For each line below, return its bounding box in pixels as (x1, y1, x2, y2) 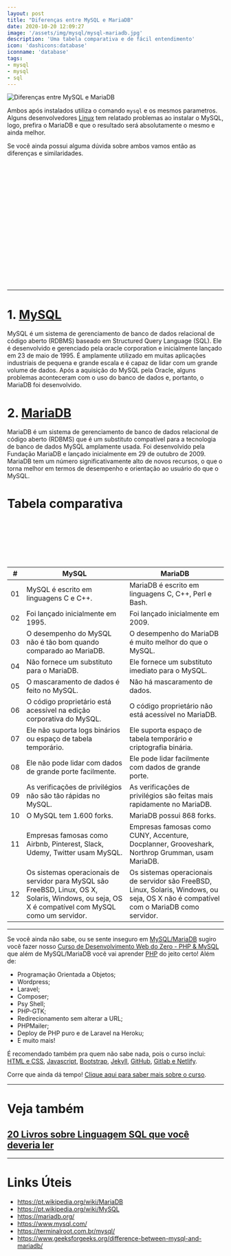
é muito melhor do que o (129, 638, 208, 647)
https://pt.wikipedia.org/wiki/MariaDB (16, 1198, 124, 1206)
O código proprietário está (26, 697, 112, 707)
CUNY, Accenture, (129, 831, 189, 841)
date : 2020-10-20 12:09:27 (7, 23, 85, 30)
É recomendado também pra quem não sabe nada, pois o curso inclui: (7, 1050, 206, 1058)
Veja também (7, 1101, 85, 1117)
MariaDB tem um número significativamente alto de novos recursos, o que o (7, 457, 223, 466)
